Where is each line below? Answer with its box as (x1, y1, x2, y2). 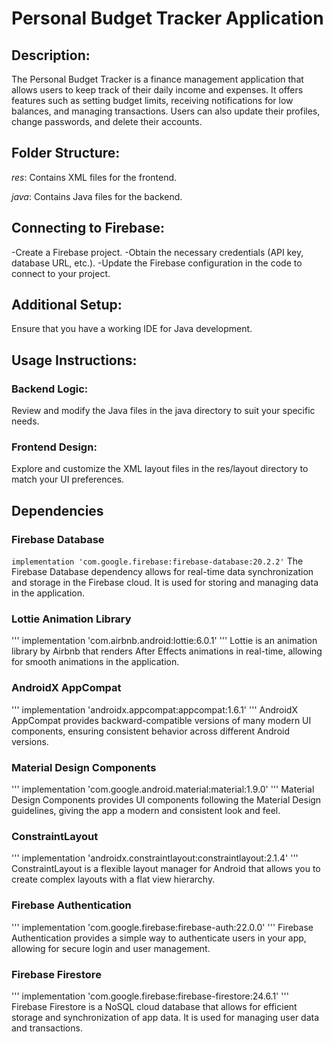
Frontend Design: (11, 440, 98, 454)
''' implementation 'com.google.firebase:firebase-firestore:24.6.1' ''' (11, 990, 289, 1002)
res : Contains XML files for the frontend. (11, 171, 178, 183)
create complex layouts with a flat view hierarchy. (11, 873, 216, 886)
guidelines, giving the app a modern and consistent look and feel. (11, 805, 281, 816)
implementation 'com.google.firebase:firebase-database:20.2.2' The (11, 555, 304, 567)
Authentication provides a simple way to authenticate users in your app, (11, 932, 307, 944)
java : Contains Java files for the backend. (11, 190, 183, 202)
